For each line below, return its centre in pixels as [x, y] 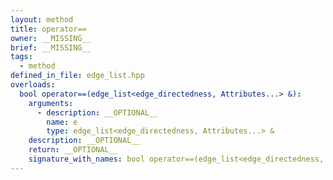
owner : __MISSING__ [51, 38]
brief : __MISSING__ [51, 47]
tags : [21, 57]
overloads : [33, 85]
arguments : [51, 103]
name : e [62, 122]
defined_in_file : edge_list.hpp [77, 76]
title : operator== [48, 29]
